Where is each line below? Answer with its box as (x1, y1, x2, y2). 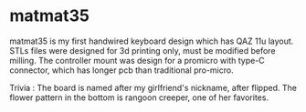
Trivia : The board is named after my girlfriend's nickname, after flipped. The (9, 82, 297, 93)
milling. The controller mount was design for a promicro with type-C (9, 55, 265, 66)
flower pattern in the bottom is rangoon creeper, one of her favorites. (9, 92, 269, 103)
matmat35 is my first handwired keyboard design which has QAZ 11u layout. (9, 36, 294, 46)
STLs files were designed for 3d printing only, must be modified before (9, 45, 276, 56)
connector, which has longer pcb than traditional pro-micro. (9, 65, 235, 76)
